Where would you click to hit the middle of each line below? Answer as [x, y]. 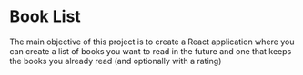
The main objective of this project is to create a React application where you [152, 42]
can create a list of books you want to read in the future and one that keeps [151, 51]
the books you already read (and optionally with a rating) [116, 61]
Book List [45, 17]
